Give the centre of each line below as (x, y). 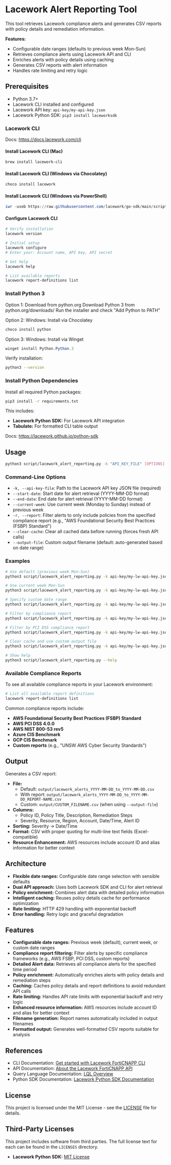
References (24, 1051)
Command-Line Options (36, 477)
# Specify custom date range (36, 600)
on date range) (28, 548)
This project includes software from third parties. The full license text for (81, 1141)
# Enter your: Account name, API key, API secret (59, 252)
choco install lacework (31, 184)
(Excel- (141, 831)
